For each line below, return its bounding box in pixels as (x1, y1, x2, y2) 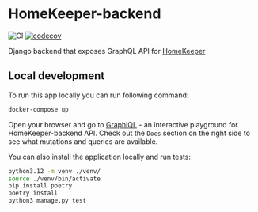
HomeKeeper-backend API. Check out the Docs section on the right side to (8, 128, 251, 138)
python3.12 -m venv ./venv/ (8, 167, 101, 175)
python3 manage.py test (8, 197, 87, 205)
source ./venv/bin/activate (8, 175, 101, 183)
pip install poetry (8, 182, 73, 190)
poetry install (8, 189, 59, 198)
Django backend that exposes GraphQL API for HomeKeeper (8, 46, 206, 55)
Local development (8, 69, 105, 83)
